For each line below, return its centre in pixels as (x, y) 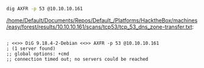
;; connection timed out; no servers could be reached (77, 59)
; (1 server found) (31, 49)
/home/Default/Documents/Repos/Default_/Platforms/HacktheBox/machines (102, 20)
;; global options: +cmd (38, 54)
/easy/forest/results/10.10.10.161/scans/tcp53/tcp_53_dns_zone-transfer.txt (99, 27)
